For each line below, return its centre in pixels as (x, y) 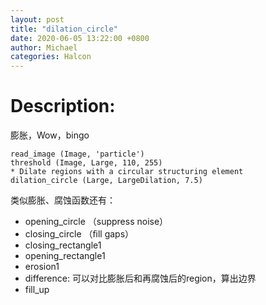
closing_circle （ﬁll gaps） (79, 234)
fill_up (37, 290)
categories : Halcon (51, 57)
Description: (63, 106)
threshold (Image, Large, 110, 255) (86, 163)
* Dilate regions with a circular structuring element (127, 172)
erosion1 (42, 267)
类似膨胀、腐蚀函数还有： (63, 200)
